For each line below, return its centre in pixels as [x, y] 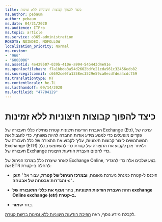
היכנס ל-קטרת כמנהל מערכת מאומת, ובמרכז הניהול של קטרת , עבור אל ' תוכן [85, 175]
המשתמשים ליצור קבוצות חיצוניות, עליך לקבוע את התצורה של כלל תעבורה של [77, 140]
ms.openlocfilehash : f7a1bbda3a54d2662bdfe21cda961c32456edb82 [71, 69]
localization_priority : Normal [37, 46]
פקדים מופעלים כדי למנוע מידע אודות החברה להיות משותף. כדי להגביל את [74, 135]
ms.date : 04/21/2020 [26, 23]
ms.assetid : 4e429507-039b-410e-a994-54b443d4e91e [58, 64]
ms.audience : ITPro [25, 28]
